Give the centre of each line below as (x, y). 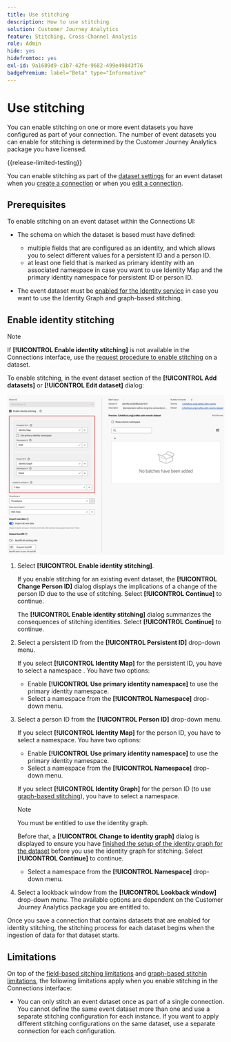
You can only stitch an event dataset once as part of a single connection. (121, 1002)
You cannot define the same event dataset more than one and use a (113, 1009)
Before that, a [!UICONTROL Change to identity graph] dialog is (108, 836)
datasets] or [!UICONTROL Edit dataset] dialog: (76, 385)
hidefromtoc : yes (32, 59)
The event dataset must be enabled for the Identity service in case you (118, 291)
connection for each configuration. (67, 1031)
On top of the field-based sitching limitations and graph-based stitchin (107, 974)
